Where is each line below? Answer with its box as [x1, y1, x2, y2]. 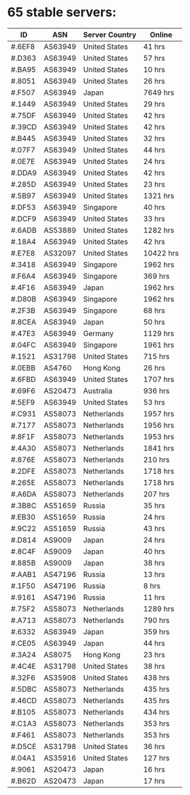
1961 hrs [143, 340, 174, 349]
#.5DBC [11, 684, 37, 694]
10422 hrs [143, 248, 179, 258]
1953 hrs [143, 431, 174, 441]
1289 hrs [143, 604, 174, 614]
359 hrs [143, 626, 170, 636]
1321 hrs [143, 191, 174, 201]
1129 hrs [143, 328, 174, 338]
